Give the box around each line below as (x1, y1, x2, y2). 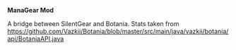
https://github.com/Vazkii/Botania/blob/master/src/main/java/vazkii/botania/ (7, 27, 229, 35)
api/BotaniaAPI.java (7, 35, 64, 43)
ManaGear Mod (7, 6, 54, 14)
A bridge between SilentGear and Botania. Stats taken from (7, 20, 179, 27)
